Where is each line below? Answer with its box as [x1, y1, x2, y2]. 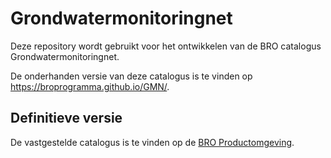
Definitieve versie [10, 110, 123, 127]
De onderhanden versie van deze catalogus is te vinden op [10, 70, 253, 82]
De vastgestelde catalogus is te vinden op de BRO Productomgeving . [10, 136, 295, 148]
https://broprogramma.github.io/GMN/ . [10, 80, 170, 92]
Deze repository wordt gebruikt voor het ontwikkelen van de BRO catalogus [10, 40, 322, 52]
